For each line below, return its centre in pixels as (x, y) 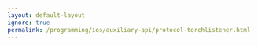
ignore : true (29, 23)
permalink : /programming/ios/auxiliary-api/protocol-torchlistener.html (129, 30)
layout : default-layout (46, 15)
